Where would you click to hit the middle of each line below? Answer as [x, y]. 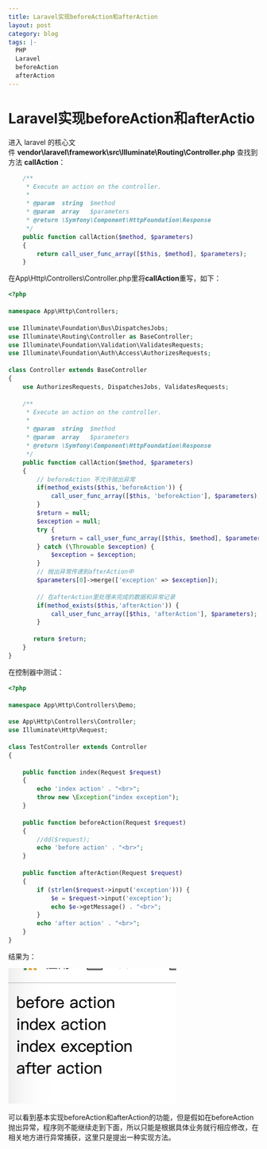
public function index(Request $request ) [92, 772]
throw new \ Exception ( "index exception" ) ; [108, 798]
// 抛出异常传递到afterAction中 [85, 572]
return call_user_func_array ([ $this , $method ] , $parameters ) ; [142, 254]
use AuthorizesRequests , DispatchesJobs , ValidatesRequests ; [126, 386]
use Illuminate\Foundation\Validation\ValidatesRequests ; [106, 345]
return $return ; [60, 639]
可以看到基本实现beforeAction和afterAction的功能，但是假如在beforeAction [131, 1117]
